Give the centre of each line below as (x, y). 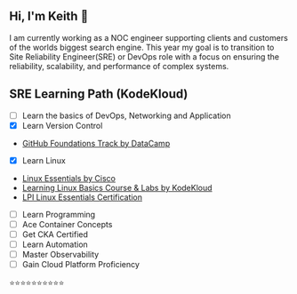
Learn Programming (59, 214)
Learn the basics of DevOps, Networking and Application (126, 115)
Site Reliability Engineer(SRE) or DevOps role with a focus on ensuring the (144, 56)
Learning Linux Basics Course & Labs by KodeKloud (117, 187)
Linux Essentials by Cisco (68, 178)
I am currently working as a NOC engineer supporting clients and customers (149, 37)
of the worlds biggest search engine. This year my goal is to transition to (142, 47)
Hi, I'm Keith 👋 (49, 16)
